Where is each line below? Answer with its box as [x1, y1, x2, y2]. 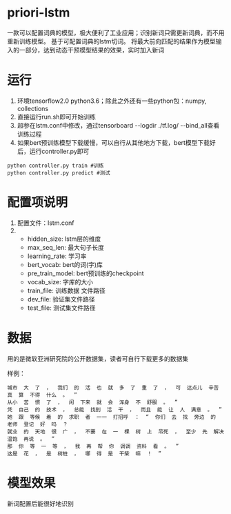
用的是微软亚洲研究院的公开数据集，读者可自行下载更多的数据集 [7, 354, 188, 363]
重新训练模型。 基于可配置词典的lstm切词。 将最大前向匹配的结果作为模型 [7, 37, 216, 46]
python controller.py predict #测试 [7, 169, 110, 177]
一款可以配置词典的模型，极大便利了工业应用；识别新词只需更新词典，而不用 [7, 28, 225, 37]
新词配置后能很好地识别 [7, 499, 74, 508]
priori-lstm [7, 5, 70, 21]
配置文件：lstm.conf [17, 219, 74, 227]
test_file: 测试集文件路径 [27, 304, 96, 312]
